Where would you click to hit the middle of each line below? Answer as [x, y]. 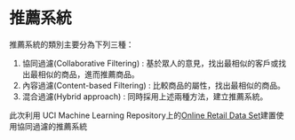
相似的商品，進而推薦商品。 [88, 74]
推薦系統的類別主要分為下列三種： [72, 44]
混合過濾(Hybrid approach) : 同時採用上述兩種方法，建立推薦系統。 [145, 96]
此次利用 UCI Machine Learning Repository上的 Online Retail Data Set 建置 [143, 115]
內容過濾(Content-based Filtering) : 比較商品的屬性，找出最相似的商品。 [154, 85]
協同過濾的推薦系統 [52, 126]
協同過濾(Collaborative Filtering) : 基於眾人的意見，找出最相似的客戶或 [150, 63]
